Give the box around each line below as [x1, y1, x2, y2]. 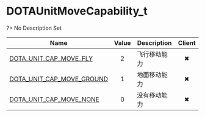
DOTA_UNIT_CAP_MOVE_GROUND [9, 75, 109, 83]
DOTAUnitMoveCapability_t [6, 4, 148, 18]
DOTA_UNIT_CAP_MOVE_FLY [9, 54, 93, 62]
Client [178, 38, 196, 47]
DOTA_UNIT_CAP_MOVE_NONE [9, 95, 99, 104]
